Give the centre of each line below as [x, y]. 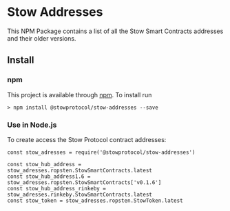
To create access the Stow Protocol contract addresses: [87, 139]
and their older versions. [42, 38]
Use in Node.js [32, 125]
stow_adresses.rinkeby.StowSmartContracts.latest [80, 194]
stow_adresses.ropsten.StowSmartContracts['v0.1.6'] [84, 182]
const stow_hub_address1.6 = [49, 177]
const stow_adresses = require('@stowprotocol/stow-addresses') [101, 152]
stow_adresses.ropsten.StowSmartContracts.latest [80, 170]
